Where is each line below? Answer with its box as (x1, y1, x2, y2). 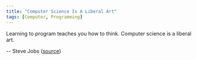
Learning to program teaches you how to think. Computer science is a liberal (6, 30, 192, 37)
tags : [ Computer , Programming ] (6, 14, 83, 20)
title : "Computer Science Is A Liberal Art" (6, 8, 117, 15)
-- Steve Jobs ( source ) (6, 47, 62, 54)
